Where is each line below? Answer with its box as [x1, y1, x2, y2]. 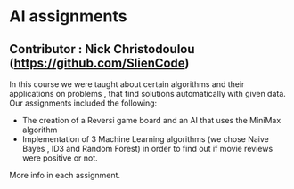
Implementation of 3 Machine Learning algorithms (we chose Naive [21, 134, 269, 144]
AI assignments [9, 6, 127, 27]
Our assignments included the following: [9, 98, 158, 108]
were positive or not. [21, 153, 98, 163]
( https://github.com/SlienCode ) [9, 55, 190, 70]
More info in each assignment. [9, 170, 121, 180]
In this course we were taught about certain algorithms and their [9, 79, 245, 90]
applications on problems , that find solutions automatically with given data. [9, 89, 287, 98]
